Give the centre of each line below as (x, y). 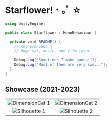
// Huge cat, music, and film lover (52, 51)
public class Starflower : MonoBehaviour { (51, 33)
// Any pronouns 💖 (33, 46)
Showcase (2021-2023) (43, 89)
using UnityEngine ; (25, 24)
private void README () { (35, 42)
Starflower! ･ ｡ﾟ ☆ (43, 10)
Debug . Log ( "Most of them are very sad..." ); (61, 65)
